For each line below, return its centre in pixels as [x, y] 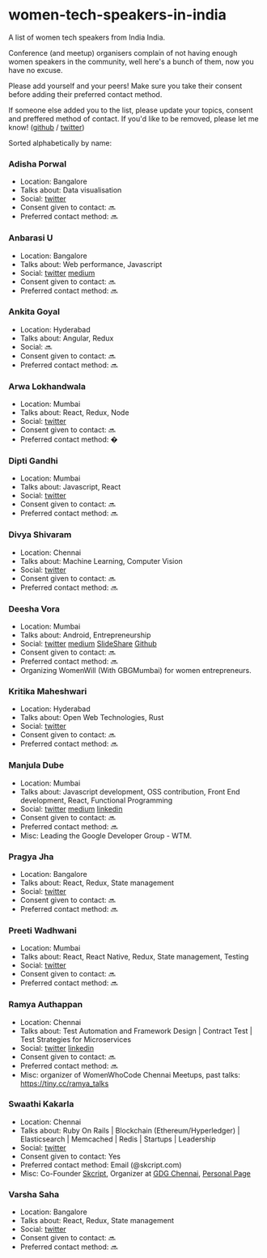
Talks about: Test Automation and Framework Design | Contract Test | [136, 1031]
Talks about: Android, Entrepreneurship [85, 635]
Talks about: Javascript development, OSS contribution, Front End [130, 791]
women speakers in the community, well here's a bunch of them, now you [131, 61]
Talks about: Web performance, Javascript [91, 264]
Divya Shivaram [40, 535]
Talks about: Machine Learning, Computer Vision [102, 561]
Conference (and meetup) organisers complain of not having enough [123, 53]
